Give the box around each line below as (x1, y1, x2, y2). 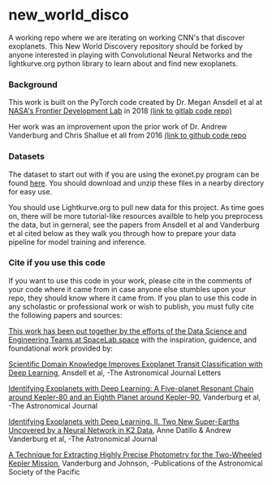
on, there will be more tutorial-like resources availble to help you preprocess (8, 211, 264, 221)
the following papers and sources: (8, 310, 123, 320)
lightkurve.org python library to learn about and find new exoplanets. (8, 59, 238, 68)
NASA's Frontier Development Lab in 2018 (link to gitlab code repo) (8, 106, 233, 116)
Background (8, 79, 58, 90)
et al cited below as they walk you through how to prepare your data (8, 228, 237, 238)
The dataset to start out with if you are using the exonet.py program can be (8, 169, 260, 179)
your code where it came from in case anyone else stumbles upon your (8, 284, 247, 294)
